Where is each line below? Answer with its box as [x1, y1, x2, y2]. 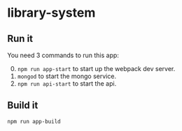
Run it [7, 33, 34, 45]
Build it [7, 100, 38, 111]
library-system [7, 5, 96, 21]
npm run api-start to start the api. [17, 79, 117, 88]
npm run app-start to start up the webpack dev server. [17, 65, 176, 72]
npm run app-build [7, 118, 61, 125]
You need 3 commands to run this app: [7, 51, 119, 59]
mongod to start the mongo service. [17, 72, 117, 80]
